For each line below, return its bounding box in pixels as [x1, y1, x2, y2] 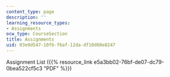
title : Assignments [6, 36, 55, 42]
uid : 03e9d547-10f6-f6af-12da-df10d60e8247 [6, 42, 116, 48]
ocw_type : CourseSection [6, 31, 68, 37]
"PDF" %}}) [43, 64, 73, 72]
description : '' [6, 14, 46, 20]
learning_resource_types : [6, 20, 70, 26]
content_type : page [6, 8, 55, 15]
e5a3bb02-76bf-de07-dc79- [93, 58, 165, 66]
